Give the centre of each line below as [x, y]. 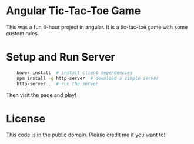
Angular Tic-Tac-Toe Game [73, 11]
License [26, 118]
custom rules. [23, 33]
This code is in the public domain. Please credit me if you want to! [86, 135]
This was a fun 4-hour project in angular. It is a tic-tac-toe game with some [97, 27]
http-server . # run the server [58, 83]
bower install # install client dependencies [75, 73]
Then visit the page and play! [41, 95]
